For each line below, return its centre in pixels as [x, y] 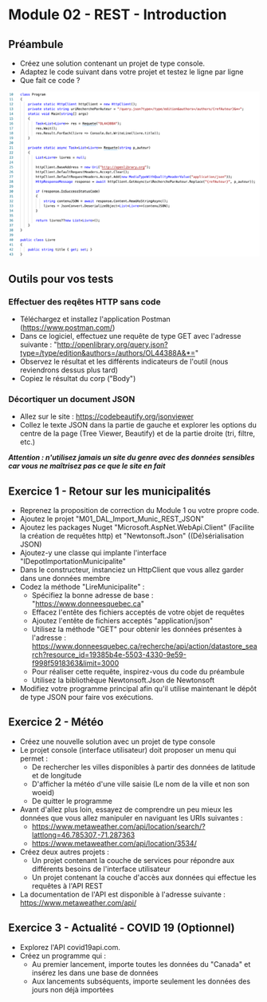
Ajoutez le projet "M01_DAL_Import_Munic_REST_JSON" [112, 519]
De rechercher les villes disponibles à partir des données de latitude [143, 767]
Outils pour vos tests [61, 278]
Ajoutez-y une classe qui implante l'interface [93, 553]
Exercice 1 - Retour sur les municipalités [110, 491]
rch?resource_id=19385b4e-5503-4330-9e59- [109, 655]
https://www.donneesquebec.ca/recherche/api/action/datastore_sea [144, 646]
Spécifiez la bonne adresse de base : [92, 595]
